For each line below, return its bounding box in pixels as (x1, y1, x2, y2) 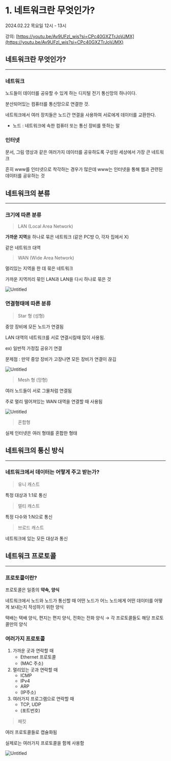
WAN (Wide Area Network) (17, 255, 75, 261)
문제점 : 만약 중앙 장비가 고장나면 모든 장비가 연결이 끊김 (5, 356, 117, 362)
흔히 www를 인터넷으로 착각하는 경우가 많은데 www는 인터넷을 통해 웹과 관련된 (5, 166, 163, 172)
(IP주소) (20, 689, 37, 696)
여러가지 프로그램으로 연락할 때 (12, 696, 74, 702)
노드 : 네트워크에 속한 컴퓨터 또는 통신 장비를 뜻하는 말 (12, 123, 120, 129)
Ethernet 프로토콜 (20, 654, 56, 660)
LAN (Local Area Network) (17, 223, 73, 229)
